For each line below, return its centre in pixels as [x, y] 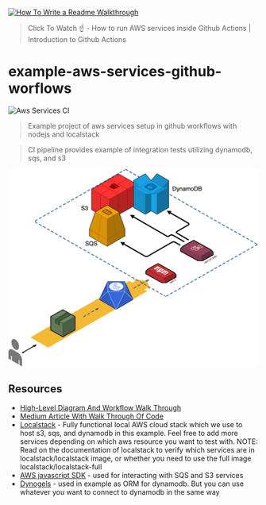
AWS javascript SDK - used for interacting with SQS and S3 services [131, 476]
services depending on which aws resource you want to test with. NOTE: [139, 441]
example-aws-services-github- [115, 72]
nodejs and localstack [64, 134]
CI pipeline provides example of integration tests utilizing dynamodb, [140, 149]
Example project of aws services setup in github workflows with [132, 125]
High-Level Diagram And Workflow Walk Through [100, 408]
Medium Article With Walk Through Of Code [92, 416]
